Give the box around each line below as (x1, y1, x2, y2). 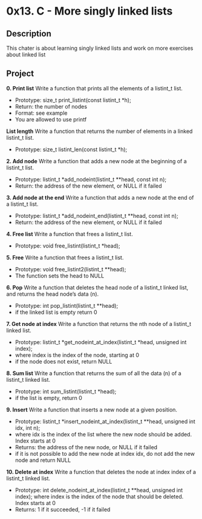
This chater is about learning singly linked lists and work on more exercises (6, 44, 194, 52)
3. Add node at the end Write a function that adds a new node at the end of (6, 194, 195, 201)
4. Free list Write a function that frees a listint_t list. (6, 230, 133, 237)
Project (6, 69, 34, 79)
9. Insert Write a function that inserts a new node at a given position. (6, 405, 177, 413)
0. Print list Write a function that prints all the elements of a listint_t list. (6, 84, 183, 92)
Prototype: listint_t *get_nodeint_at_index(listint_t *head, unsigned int (15, 338, 187, 345)
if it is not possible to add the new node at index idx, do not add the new (15, 450, 195, 457)
